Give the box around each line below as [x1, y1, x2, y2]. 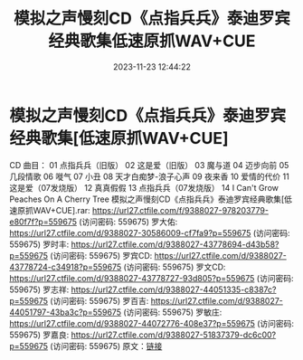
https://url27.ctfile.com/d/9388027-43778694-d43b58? [71, 239, 279, 250]
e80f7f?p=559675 [9, 216, 77, 227]
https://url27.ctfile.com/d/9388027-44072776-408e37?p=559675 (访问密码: [9, 317, 295, 328]
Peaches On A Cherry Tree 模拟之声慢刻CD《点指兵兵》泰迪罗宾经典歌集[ [9, 194, 285, 204]
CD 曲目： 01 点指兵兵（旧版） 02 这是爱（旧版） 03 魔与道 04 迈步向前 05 [9, 159, 289, 170]
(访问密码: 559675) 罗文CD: [123, 261, 226, 272]
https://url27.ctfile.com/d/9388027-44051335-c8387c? [71, 284, 277, 295]
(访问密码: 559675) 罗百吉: [49, 295, 149, 306]
